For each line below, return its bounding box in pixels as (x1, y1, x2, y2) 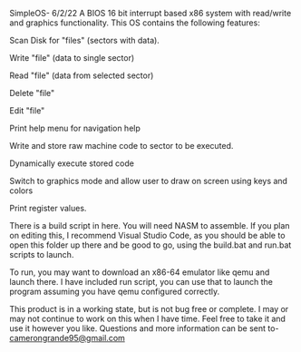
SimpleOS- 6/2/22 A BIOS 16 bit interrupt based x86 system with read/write (9, 8, 292, 18)
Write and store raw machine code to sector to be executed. (9, 141, 234, 151)
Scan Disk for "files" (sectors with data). (9, 35, 160, 45)
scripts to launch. (9, 249, 74, 259)
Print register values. (9, 203, 87, 213)
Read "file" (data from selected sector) (9, 70, 154, 81)
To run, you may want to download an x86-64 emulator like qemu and (9, 267, 270, 278)
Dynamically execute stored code (9, 158, 134, 169)
